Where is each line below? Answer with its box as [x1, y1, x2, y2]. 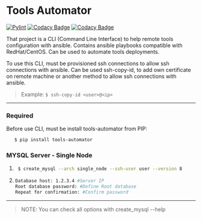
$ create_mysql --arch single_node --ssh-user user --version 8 [17, 166, 182, 172]
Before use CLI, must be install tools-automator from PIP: [6, 125, 147, 133]
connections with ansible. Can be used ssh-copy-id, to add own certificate [6, 66, 191, 73]
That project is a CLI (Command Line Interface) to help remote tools [6, 35, 174, 42]
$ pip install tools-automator [14, 137, 93, 143]
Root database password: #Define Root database [14, 183, 136, 190]
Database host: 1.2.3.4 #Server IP [14, 178, 105, 184]
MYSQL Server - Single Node [6, 151, 93, 160]
